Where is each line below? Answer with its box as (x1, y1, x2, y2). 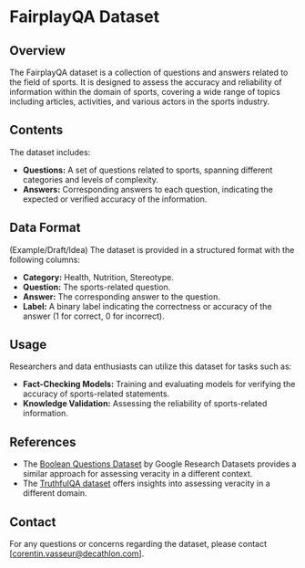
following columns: (9, 254, 80, 265)
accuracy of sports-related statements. (22, 388, 170, 399)
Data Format (9, 220, 81, 236)
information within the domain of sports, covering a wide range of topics (9, 87, 280, 97)
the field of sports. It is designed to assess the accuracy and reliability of (9, 77, 282, 88)
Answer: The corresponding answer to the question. (22, 290, 220, 302)
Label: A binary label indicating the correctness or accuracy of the (22, 300, 272, 311)
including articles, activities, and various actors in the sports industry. (9, 96, 270, 107)
